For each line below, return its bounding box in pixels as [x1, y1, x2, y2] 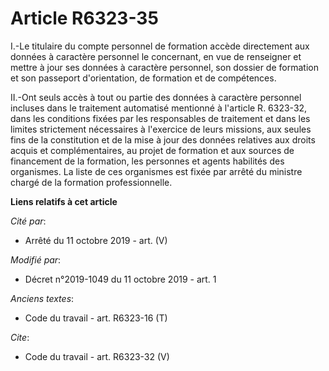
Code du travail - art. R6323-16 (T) [24, 312, 168, 324]
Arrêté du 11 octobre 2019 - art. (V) [24, 234, 168, 246]
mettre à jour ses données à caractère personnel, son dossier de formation [10, 61, 319, 73]
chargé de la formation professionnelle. [10, 176, 173, 188]
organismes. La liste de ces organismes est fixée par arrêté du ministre [10, 165, 303, 177]
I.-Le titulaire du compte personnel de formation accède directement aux [10, 40, 310, 52]
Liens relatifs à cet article [10, 195, 118, 207]
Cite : [10, 331, 30, 343]
